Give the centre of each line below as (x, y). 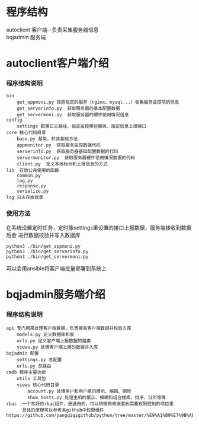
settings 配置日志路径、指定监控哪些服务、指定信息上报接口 (82, 126)
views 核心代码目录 (38, 385)
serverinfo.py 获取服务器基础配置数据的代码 (68, 152)
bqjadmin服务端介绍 (56, 294)
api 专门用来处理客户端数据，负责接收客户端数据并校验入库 (69, 329)
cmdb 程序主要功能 (26, 372)
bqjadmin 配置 (23, 353)
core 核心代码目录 (26, 133)
